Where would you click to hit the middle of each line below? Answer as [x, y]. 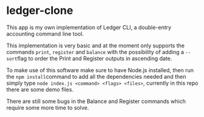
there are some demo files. [40, 89]
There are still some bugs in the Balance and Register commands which [96, 101]
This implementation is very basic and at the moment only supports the [95, 45]
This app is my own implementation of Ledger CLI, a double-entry [89, 27]
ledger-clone [40, 11]
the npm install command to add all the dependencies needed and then [96, 76]
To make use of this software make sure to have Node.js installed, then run [100, 70]
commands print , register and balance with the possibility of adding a [95, 52]
